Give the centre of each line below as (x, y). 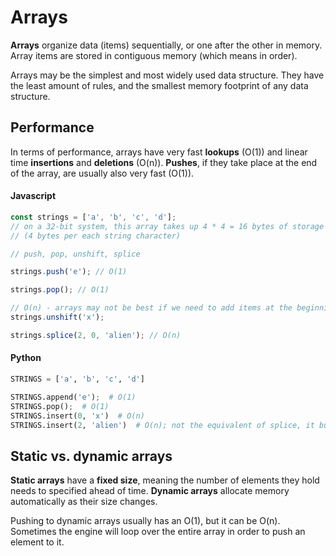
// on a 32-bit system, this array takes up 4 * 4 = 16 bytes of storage (167, 226)
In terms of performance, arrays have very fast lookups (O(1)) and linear (159, 152)
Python (26, 358)
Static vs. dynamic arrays (91, 456)
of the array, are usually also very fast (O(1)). (102, 173)
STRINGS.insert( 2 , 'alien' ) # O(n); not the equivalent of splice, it (162, 425)
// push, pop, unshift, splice (75, 254)
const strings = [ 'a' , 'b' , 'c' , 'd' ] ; (93, 217)
